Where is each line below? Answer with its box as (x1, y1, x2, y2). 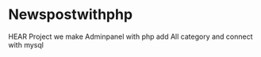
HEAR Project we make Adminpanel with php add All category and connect (8, 32, 253, 41)
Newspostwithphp (8, 6, 133, 24)
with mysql (8, 40, 44, 49)
